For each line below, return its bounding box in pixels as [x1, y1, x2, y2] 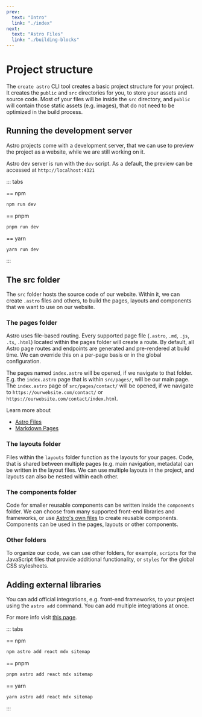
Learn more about [6, 407, 51, 414]
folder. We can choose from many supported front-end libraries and [6, 508, 175, 515]
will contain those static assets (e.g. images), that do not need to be [6, 102, 175, 109]
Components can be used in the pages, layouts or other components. [6, 521, 179, 528]
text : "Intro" [11, 14, 47, 20]
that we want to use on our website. [6, 304, 95, 311]
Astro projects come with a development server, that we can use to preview [6, 142, 194, 149]
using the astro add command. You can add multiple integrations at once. [6, 602, 189, 609]
